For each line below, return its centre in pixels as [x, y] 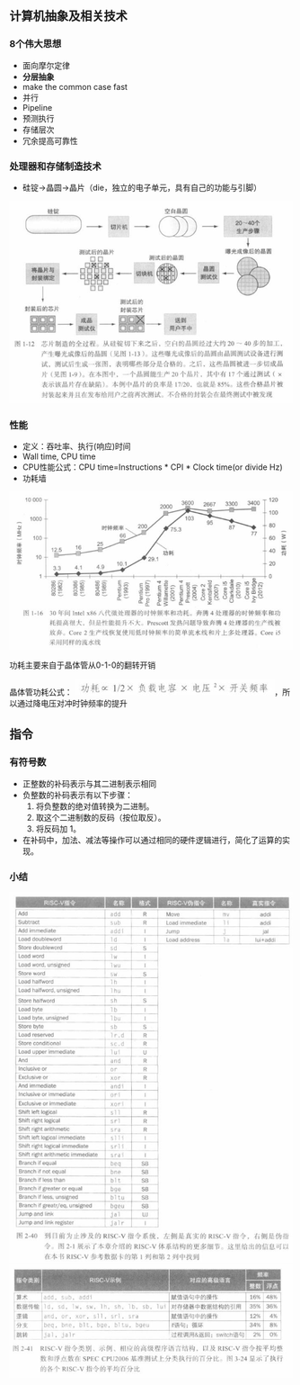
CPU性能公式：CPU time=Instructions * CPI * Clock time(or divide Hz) [152, 467]
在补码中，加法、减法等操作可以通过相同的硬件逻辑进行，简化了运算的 [152, 840]
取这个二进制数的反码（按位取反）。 [101, 817]
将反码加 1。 [58, 828]
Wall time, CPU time [59, 456]
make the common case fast [75, 86]
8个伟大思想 [35, 44]
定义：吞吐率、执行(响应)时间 [77, 446]
